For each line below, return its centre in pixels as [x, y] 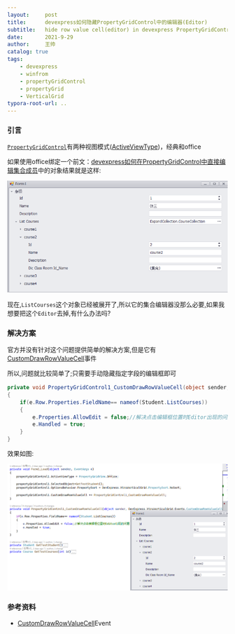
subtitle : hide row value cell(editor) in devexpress [90, 29]
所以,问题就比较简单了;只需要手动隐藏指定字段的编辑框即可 [92, 373]
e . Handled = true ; [59, 424]
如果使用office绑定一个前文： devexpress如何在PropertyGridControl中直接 [114, 162]
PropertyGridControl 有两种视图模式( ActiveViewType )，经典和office [104, 147]
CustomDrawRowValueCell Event [64, 623]
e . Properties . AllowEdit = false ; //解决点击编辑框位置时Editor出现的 [127, 417]
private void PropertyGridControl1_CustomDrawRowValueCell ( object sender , [119, 388]
